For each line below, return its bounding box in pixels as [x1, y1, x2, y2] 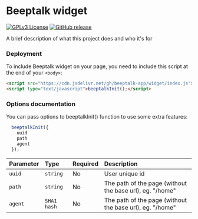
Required [72, 160, 99, 168]
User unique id [104, 169, 145, 177]
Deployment [6, 49, 42, 58]
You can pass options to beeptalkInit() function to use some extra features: [6, 113, 188, 120]
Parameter [9, 160, 39, 168]
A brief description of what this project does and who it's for [6, 35, 153, 42]
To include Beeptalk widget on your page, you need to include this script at [6, 63, 189, 70]
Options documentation [6, 100, 75, 108]
